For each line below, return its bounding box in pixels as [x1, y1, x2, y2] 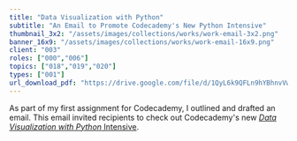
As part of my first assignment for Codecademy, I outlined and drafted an [9, 102, 276, 113]
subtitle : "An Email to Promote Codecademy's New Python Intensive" [9, 21, 267, 30]
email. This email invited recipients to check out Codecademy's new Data [9, 112, 277, 122]
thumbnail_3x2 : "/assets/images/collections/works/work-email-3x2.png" [9, 29, 278, 38]
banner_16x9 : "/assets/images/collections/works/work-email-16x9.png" [9, 37, 275, 47]
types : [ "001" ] [9, 70, 65, 79]
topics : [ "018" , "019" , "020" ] [9, 63, 117, 71]
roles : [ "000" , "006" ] [9, 54, 89, 63]
